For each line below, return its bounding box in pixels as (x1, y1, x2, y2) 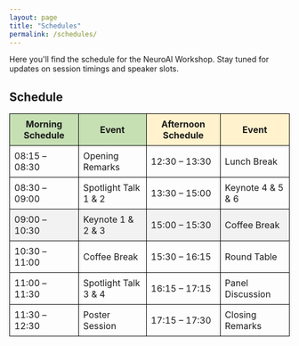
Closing (224, 309, 257, 321)
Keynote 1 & (83, 213, 134, 226)
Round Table (224, 251, 278, 263)
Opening (83, 150, 119, 162)
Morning (25, 118, 63, 130)
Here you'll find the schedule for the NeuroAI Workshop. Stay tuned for (9, 54, 270, 65)
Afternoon (161, 118, 206, 130)
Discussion (224, 288, 271, 301)
